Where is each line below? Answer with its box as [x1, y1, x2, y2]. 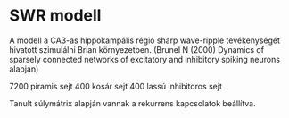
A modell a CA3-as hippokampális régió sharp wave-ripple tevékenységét [9, 35, 281, 46]
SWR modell [9, 5, 102, 26]
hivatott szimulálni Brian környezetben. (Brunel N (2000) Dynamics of [9, 44, 265, 55]
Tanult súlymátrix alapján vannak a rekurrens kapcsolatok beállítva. [9, 97, 256, 108]
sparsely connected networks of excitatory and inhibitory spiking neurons [9, 54, 281, 64]
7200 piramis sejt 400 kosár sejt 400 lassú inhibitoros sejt [9, 80, 223, 91]
